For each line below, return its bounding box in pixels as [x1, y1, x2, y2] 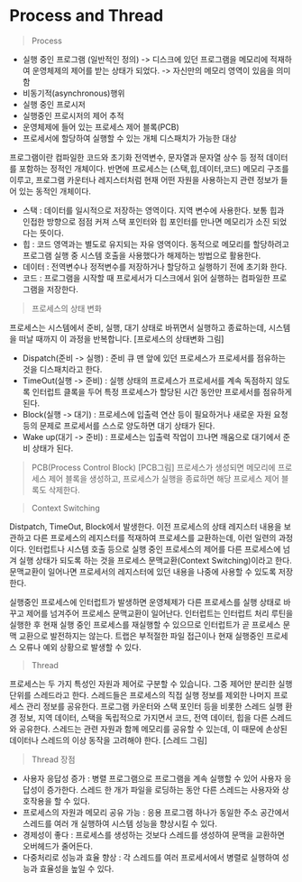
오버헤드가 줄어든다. [22, 841, 93, 851]
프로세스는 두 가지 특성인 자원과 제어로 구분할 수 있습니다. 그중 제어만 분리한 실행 [9, 678, 293, 689]
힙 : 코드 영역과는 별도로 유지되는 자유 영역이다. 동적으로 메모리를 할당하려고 [22, 238, 290, 249]
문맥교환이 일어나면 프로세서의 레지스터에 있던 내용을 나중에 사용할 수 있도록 [9, 565, 277, 577]
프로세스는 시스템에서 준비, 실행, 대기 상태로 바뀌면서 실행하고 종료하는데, [9, 322, 267, 333]
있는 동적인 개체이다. [18, 186, 92, 197]
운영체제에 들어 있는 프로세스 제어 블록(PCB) [22, 121, 179, 132]
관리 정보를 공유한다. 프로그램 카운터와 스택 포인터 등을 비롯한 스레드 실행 [25, 701, 284, 712]
